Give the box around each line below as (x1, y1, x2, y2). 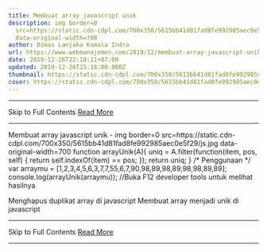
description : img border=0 (8, 19, 98, 27)
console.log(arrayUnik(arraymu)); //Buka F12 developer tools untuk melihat (8, 172, 253, 181)
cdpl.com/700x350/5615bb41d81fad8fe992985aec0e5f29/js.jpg (8, 138, 219, 147)
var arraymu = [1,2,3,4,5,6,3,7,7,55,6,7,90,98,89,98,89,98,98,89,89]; (8, 163, 227, 173)
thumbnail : (8, 71, 44, 78)
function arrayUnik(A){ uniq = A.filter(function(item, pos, (72, 147, 257, 156)
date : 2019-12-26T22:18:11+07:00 (8, 56, 119, 64)
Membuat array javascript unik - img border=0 (8, 130, 161, 139)
